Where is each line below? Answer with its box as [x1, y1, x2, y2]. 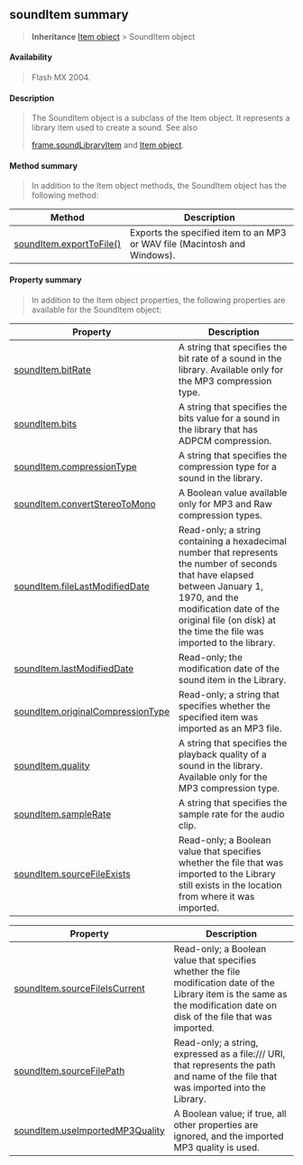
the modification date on [173, 999, 278, 1012]
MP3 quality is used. [173, 1141, 260, 1153]
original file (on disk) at [179, 614, 277, 626]
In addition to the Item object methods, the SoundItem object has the [31, 180, 287, 191]
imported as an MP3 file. [179, 722, 282, 735]
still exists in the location [179, 879, 282, 892]
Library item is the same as [173, 987, 288, 1000]
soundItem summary [9, 7, 129, 23]
